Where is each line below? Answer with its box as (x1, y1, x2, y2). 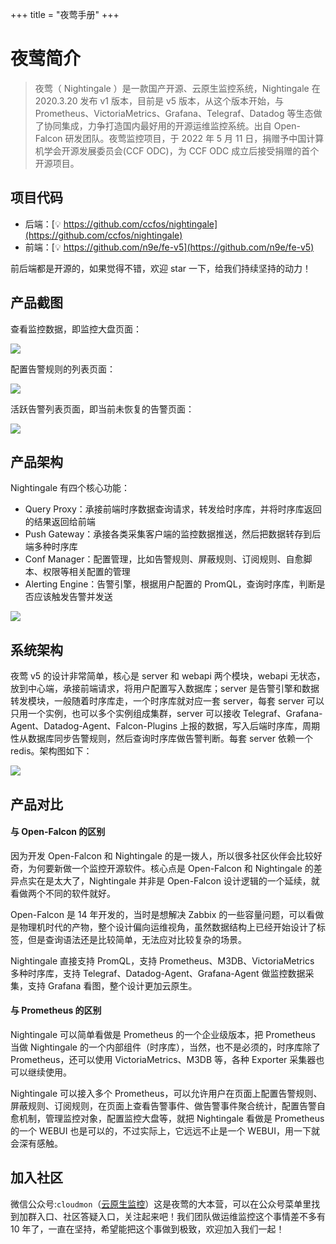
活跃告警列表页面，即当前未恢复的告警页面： (10, 403, 195, 415)
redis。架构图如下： (10, 745, 93, 757)
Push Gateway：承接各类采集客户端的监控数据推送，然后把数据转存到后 (24, 528, 322, 540)
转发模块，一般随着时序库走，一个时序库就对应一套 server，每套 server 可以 (10, 695, 325, 707)
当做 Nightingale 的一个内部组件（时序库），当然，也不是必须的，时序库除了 (10, 1041, 321, 1053)
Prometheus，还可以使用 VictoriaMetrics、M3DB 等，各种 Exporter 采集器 (10, 1053, 317, 1065)
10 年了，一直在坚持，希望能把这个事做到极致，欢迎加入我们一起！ (10, 1223, 285, 1235)
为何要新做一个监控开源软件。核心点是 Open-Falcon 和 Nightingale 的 (27, 862, 314, 874)
